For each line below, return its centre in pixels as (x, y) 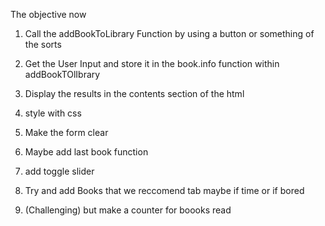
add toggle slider (59, 171)
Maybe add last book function (86, 152)
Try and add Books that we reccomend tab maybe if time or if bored (164, 190)
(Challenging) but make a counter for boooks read (128, 210)
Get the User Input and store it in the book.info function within (152, 63)
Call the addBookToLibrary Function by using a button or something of (169, 33)
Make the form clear (66, 132)
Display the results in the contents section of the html (134, 93)
